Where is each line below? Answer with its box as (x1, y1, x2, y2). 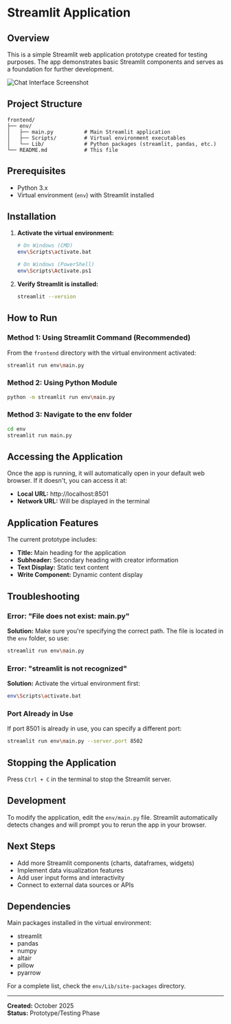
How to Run (7, 312, 58, 324)
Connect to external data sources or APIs (16, 880, 134, 889)
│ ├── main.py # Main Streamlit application (7, 129, 170, 135)
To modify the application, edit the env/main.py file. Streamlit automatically (7, 813, 218, 821)
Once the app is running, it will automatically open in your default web (7, 469, 205, 477)
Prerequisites (7, 165, 66, 177)
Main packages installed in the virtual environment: (7, 919, 152, 927)
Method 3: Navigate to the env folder (7, 410, 133, 420)
